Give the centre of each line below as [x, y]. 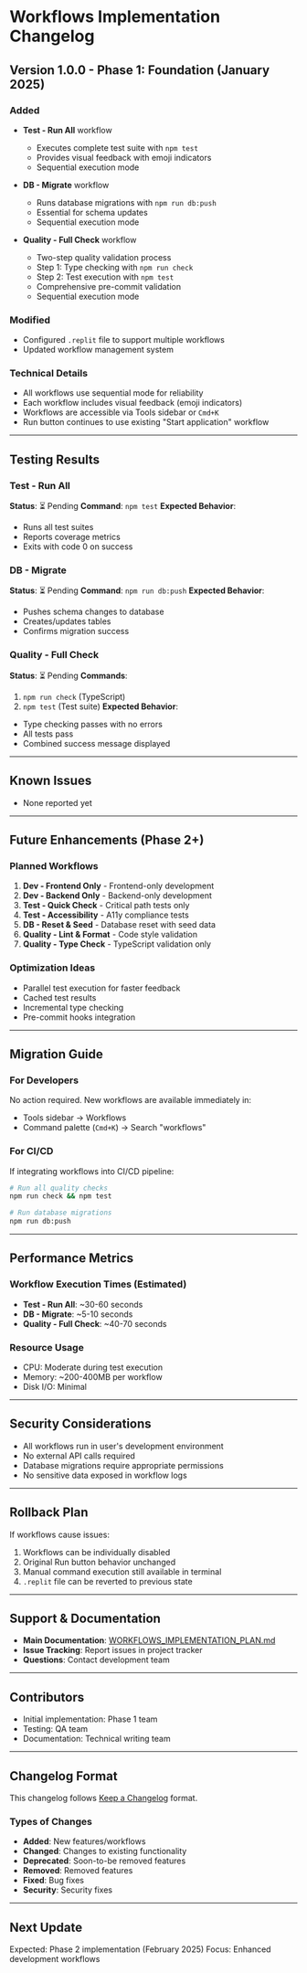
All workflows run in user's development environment [123, 1446]
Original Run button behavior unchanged [99, 1562]
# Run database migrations [61, 1213]
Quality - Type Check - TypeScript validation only [117, 944]
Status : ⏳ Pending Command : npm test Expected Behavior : [122, 506]
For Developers [44, 1080]
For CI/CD [32, 1151]
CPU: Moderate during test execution [93, 1367]
